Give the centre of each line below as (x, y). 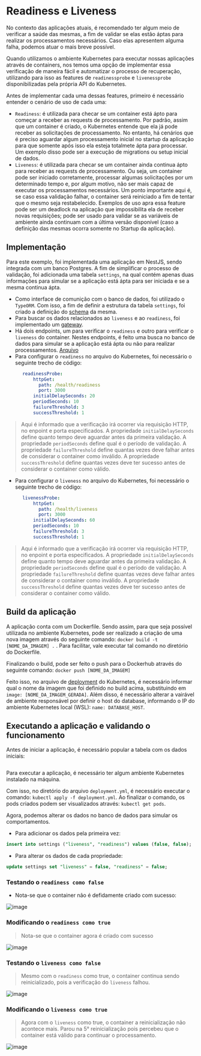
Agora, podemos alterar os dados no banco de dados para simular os (92, 815)
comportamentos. (28, 822)
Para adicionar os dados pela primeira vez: (68, 833)
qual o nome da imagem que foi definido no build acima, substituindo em (96, 688)
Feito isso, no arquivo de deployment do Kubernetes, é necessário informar (99, 681)
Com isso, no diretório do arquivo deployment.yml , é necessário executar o (98, 791)
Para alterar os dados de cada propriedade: (69, 856)
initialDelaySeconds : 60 (64, 520)
